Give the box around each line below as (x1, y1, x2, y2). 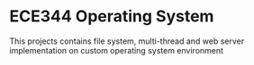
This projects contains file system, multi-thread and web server (9, 36, 245, 46)
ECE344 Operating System (9, 6, 214, 27)
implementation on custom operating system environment (9, 45, 223, 55)
